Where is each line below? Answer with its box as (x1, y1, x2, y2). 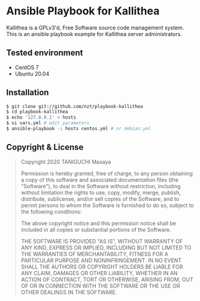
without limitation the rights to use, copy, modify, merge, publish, (20, 189, 181, 196)
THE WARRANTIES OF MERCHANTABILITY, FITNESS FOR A (20, 250, 169, 257)
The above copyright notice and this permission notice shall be (20, 219, 177, 227)
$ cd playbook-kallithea (6, 109, 68, 115)
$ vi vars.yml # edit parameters (6, 120, 90, 127)
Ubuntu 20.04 (14, 70, 50, 77)
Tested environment (6, 48, 83, 58)
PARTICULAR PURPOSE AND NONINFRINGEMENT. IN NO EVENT (20, 257, 182, 264)
